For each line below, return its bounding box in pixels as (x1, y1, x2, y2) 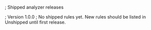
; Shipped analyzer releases (5, 4, 64, 10)
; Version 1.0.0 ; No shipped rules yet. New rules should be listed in (5, 14, 146, 19)
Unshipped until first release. (5, 19, 66, 25)
